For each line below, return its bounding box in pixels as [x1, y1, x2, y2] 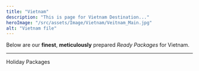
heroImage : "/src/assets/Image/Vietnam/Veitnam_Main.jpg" [6, 20, 152, 25]
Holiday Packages [6, 59, 50, 66]
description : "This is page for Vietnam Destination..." [6, 14, 150, 20]
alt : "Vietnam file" [6, 25, 57, 31]
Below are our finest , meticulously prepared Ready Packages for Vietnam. [6, 41, 190, 49]
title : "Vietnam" [6, 8, 49, 15]
